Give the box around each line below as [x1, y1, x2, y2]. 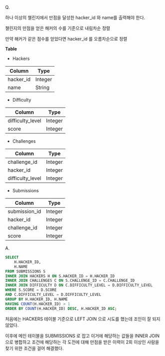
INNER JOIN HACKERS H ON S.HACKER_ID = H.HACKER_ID [5, 273, 115, 278]
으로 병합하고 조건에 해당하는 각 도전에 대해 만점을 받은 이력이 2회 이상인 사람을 [5, 339, 160, 345]
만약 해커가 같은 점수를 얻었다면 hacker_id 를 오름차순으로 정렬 [5, 36, 128, 42]
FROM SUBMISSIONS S [5, 269, 46, 274]
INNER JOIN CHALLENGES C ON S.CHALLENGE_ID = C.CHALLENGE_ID [5, 278, 135, 283]
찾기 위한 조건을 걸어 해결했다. [5, 345, 64, 351]
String [35, 84, 50, 91]
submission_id [7, 208, 41, 215]
